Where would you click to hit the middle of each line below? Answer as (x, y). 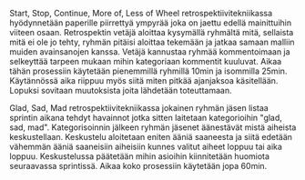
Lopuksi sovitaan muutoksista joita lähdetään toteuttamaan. (121, 90)
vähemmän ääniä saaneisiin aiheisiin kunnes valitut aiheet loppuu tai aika (146, 146)
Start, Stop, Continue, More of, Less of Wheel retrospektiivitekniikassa (141, 13)
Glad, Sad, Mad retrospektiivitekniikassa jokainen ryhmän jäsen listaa (139, 108)
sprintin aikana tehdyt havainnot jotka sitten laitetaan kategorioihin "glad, (146, 118)
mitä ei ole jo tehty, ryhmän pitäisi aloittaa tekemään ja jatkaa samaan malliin (152, 42)
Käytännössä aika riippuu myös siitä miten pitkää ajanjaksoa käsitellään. (144, 80)
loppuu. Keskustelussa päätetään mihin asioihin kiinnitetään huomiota (140, 156)
